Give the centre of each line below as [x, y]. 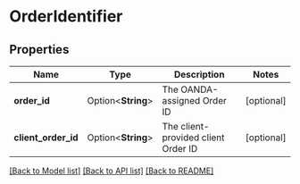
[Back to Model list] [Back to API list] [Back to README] [112, 171]
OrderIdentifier [66, 17]
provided [181, 138]
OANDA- [200, 89]
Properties [39, 50]
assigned [181, 100]
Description [199, 75]
